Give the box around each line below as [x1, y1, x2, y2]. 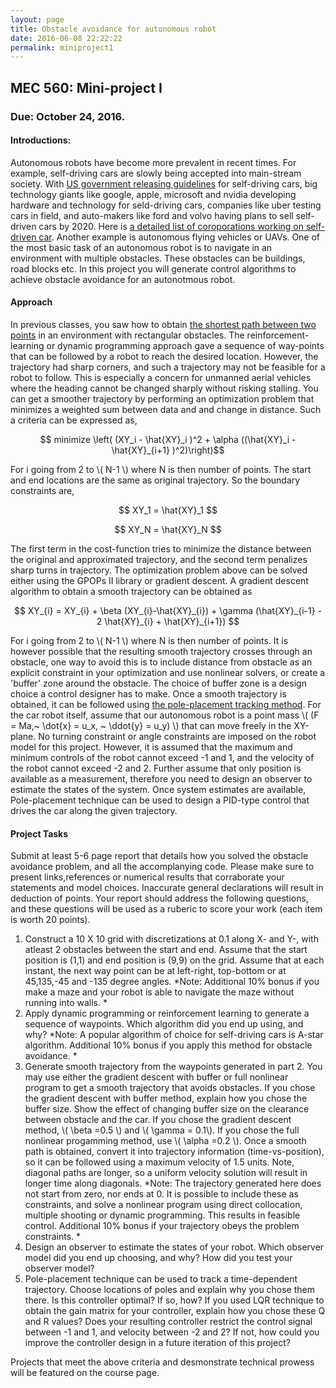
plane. [10, 730, 37, 742]
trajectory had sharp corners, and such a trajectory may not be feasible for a [10, 361, 326, 373]
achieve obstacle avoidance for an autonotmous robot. [10, 273, 236, 285]
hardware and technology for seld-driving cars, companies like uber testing [10, 199, 322, 211]
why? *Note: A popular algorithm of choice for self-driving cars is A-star [24, 1029, 324, 1041]
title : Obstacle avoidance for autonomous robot [10, 24, 217, 34]
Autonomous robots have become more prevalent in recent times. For [10, 156, 297, 168]
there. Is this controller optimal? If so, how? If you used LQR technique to [24, 1294, 325, 1306]
